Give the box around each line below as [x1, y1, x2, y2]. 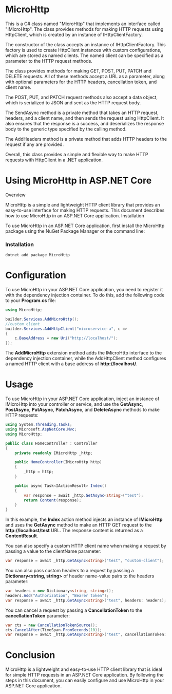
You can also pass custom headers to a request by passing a [5, 568, 135, 574]
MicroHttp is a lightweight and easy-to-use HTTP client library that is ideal [5, 666, 163, 672]
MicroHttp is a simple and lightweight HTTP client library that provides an [5, 201, 160, 208]
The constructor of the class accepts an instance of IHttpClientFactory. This [5, 41, 166, 47]
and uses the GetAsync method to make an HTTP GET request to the [5, 522, 152, 528]
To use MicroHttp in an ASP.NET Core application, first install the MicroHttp [5, 222, 165, 229]
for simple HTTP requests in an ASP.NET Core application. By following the [5, 672, 164, 678]
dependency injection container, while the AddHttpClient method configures [5, 355, 166, 362]
